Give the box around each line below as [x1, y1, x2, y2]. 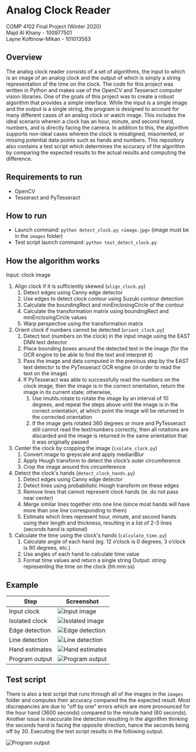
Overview [6, 52, 43, 62]
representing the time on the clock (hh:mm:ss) [23, 563, 135, 570]
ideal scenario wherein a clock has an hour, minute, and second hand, [6, 118, 175, 125]
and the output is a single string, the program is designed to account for [6, 105, 180, 112]
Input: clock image [6, 271, 51, 278]
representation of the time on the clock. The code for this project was [6, 80, 174, 87]
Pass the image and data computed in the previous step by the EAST [23, 358, 189, 365]
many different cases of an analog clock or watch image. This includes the [6, 111, 185, 118]
